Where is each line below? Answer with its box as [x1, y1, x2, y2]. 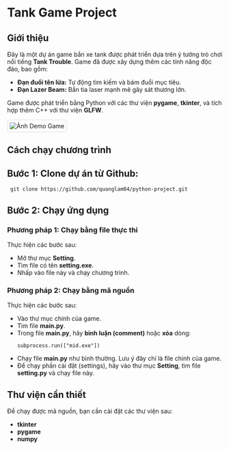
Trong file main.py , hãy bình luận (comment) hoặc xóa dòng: [16, 329, 191, 337]
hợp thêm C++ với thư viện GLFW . [7, 106, 104, 114]
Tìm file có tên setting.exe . [16, 261, 94, 269]
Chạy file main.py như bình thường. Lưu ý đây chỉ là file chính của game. [16, 355, 222, 363]
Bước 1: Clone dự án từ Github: [7, 167, 139, 179]
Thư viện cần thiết [7, 389, 87, 401]
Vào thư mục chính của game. [16, 314, 102, 323]
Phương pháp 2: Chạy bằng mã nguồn [7, 285, 135, 295]
